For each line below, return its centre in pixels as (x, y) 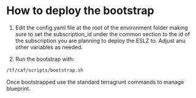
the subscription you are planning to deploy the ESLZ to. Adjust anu (100, 40)
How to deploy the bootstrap (80, 11)
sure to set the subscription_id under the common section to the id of (103, 34)
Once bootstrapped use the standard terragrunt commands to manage (95, 82)
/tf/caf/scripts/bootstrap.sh (45, 70)
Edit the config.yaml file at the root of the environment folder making (101, 28)
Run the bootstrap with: (45, 59)
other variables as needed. (49, 47)
